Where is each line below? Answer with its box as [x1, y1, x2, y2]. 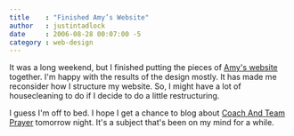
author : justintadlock [9, 21, 105, 30]
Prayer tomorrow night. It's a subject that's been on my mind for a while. [9, 117, 274, 128]
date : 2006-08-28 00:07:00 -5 [9, 29, 142, 38]
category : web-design [9, 37, 94, 47]
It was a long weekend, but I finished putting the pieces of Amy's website [9, 62, 278, 73]
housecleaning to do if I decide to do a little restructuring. [9, 91, 220, 101]
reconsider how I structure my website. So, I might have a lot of [9, 81, 242, 92]
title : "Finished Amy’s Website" [9, 12, 150, 22]
